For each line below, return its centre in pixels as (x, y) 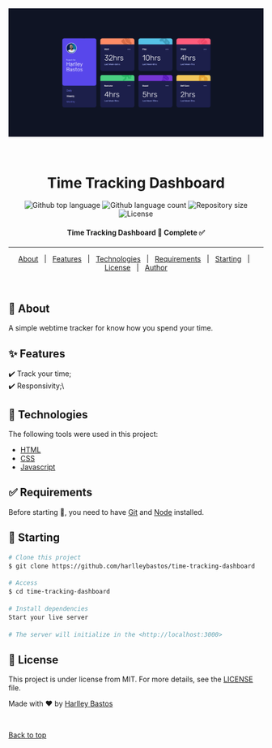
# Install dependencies (49, 608)
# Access (23, 583)
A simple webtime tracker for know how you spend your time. (111, 328)
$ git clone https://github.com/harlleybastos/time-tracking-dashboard (132, 566)
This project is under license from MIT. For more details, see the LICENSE (131, 679)
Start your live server (49, 617)
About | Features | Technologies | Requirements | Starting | (134, 258)
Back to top (28, 735)
